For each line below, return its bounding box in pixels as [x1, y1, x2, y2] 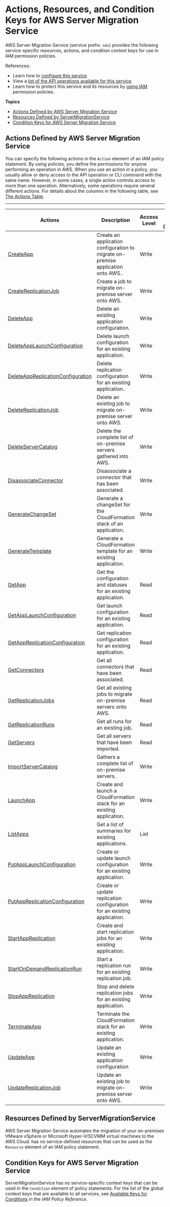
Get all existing [96, 684, 132, 691]
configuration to [96, 244, 135, 251]
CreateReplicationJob [8, 287, 60, 295]
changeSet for [96, 501, 131, 508]
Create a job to [96, 278, 132, 285]
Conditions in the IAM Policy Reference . [5, 1196, 88, 1202]
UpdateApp [8, 1053, 35, 1061]
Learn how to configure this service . [12, 72, 89, 78]
